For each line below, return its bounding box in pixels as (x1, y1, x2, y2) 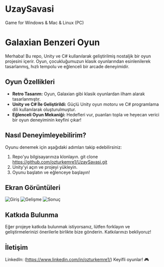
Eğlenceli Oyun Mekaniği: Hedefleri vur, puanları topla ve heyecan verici (12, 111, 160, 117)
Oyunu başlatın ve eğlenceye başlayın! (12, 169, 90, 175)
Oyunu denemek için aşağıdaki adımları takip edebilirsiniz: (5, 144, 122, 150)
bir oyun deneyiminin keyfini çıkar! (12, 117, 82, 123)
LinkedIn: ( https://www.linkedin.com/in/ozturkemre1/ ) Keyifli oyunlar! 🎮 (5, 256, 149, 262)
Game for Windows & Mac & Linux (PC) (5, 20, 84, 26)
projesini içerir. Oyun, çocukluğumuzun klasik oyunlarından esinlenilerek (5, 58, 151, 64)
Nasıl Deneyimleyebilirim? (5, 131, 87, 139)
